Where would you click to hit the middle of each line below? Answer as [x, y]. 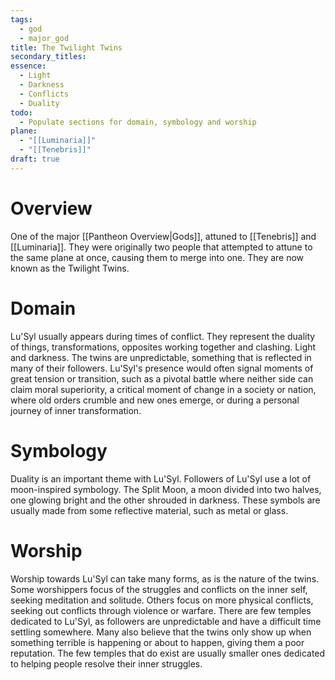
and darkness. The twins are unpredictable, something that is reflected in [161, 357]
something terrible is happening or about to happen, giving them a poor [157, 642]
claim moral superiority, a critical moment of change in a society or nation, [163, 389]
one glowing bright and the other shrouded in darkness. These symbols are [165, 500]
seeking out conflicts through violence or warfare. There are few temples [161, 610]
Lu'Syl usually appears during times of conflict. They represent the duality [163, 336]
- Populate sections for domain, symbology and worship [138, 122]
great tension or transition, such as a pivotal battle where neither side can [162, 378]
